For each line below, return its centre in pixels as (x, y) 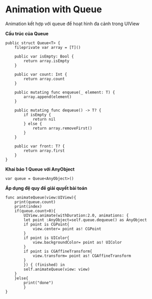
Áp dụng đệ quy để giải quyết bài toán (46, 188)
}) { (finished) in (44, 265)
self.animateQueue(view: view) (57, 269)
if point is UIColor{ (47, 238)
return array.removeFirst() (62, 128)
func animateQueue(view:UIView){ (41, 197)
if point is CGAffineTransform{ (58, 251)
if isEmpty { (37, 115)
